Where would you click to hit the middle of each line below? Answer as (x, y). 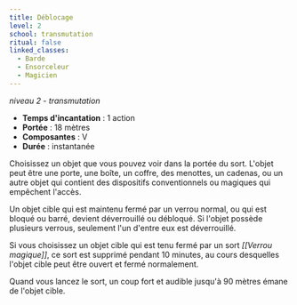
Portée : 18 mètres (56, 127)
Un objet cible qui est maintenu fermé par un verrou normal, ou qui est (138, 209)
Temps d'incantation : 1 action (79, 117)
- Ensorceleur (43, 68)
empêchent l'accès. (45, 191)
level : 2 (25, 26)
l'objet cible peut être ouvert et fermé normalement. (104, 264)
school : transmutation (51, 34)
